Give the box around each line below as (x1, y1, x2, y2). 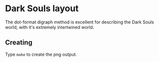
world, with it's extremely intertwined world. (5, 24, 95, 30)
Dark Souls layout (5, 3, 79, 14)
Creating (5, 39, 33, 47)
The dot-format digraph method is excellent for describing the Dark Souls (5, 19, 154, 25)
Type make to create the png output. (5, 51, 77, 57)
